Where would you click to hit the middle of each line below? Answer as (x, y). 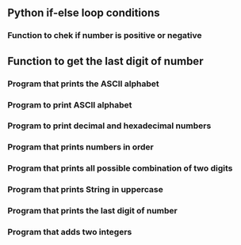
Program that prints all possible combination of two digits (120, 168)
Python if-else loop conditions (84, 13)
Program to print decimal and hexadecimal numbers (109, 126)
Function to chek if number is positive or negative (105, 36)
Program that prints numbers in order (80, 147)
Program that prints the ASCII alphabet (83, 84)
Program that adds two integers (70, 232)
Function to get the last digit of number (105, 61)
